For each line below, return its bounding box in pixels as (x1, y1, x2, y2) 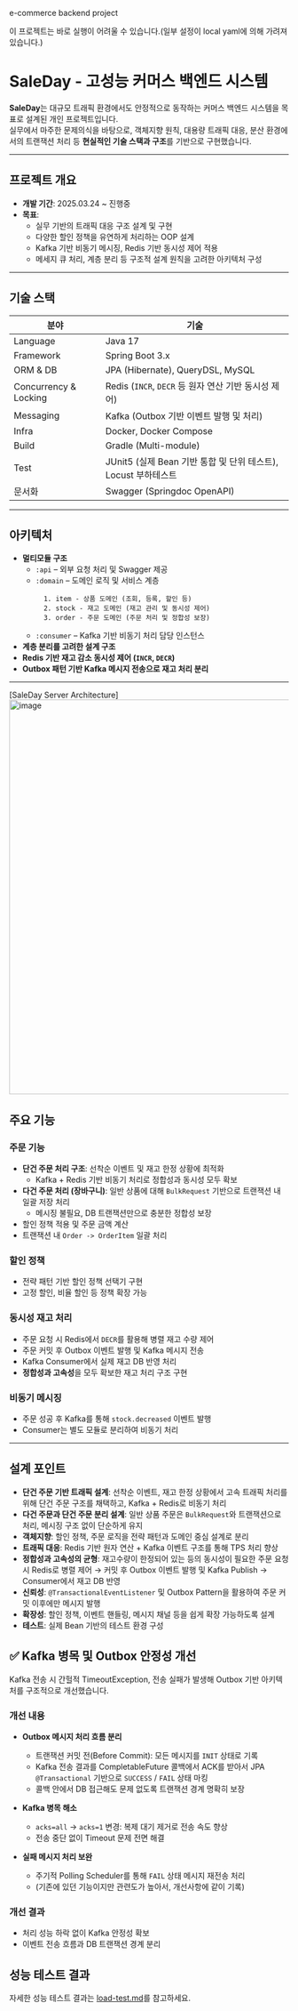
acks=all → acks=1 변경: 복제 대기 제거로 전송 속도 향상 (35, 1821, 228, 1831)
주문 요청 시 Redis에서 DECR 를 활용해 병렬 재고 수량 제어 (21, 1333, 215, 1344)
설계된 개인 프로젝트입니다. (25, 113, 119, 124)
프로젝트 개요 (9, 173, 77, 188)
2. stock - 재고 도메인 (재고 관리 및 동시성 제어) (43, 604, 211, 613)
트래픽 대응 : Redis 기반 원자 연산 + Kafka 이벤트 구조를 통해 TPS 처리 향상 (21, 1542, 279, 1553)
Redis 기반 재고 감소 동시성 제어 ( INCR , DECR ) (21, 653, 176, 664)
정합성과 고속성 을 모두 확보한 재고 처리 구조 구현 (21, 1367, 188, 1378)
